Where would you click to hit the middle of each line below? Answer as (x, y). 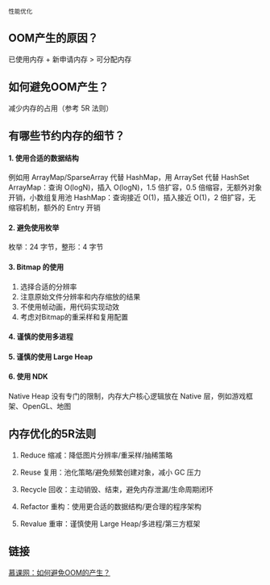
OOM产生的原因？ (53, 38)
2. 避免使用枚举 (34, 228)
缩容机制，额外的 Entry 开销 (54, 207)
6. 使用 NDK (28, 377)
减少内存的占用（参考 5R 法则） (61, 108)
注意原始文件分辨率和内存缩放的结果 (80, 296)
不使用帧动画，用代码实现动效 (69, 307)
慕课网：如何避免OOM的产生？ (60, 572)
